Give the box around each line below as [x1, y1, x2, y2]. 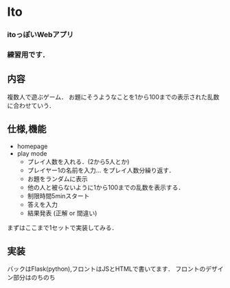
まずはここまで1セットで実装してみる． [7, 224, 118, 232]
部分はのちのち [12, 274, 56, 282]
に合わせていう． [7, 101, 55, 110]
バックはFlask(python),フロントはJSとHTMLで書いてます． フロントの [7, 265, 206, 273]
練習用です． [7, 50, 49, 60]
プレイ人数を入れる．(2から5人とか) [27, 157, 130, 165]
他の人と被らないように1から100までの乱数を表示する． [27, 183, 185, 191]
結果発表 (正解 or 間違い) [27, 208, 97, 217]
